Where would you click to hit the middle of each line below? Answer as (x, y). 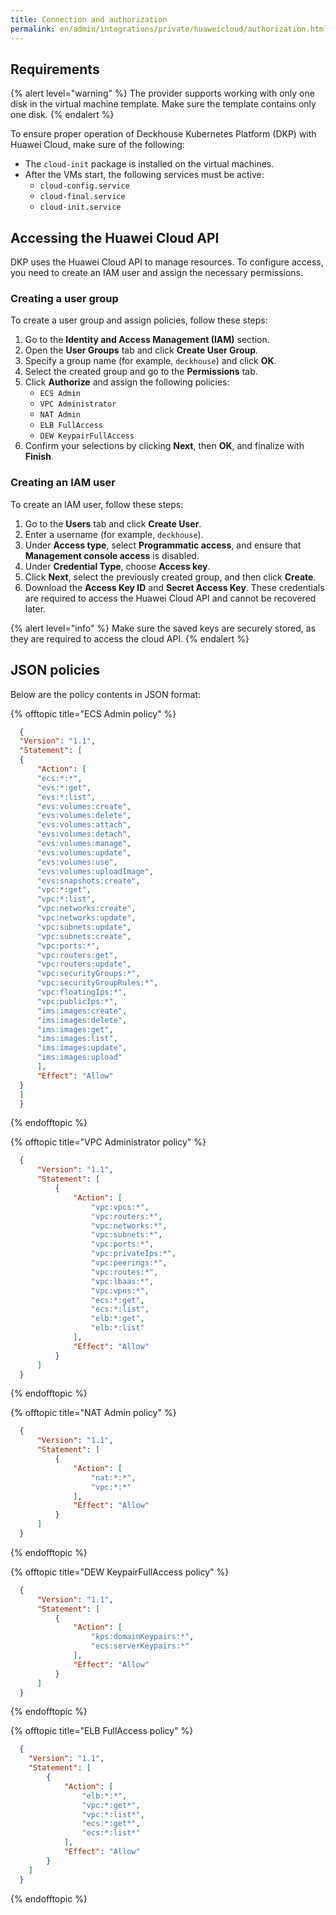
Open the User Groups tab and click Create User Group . (141, 350)
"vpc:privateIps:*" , (133, 1254)
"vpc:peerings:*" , (129, 1263)
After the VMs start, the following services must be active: (144, 175)
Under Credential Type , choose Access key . (117, 566)
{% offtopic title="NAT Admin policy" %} (93, 1413)
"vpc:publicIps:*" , (77, 1001)
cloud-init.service (80, 207)
